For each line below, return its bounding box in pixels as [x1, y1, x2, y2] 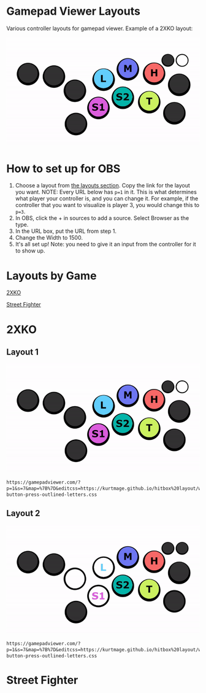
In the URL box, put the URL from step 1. [15, 227, 116, 235]
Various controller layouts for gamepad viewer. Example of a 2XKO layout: [6, 25, 193, 32]
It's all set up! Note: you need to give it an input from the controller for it [15, 241, 196, 248]
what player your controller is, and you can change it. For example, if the [15, 195, 199, 202]
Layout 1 [6, 346, 39, 357]
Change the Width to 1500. [15, 234, 83, 241]
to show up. [15, 247, 45, 254]
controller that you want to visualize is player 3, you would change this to [15, 202, 200, 209]
